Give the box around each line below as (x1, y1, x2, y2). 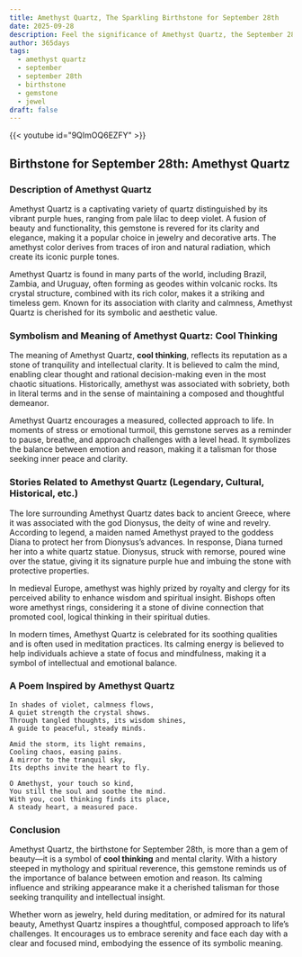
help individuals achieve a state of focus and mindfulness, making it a (9, 647, 267, 658)
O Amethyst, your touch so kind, (9, 779, 135, 788)
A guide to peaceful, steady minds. (9, 724, 147, 733)
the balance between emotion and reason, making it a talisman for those (9, 444, 277, 455)
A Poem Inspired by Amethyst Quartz (9, 680, 175, 692)
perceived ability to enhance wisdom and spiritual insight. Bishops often (9, 591, 276, 603)
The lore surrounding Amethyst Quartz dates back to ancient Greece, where (9, 508, 291, 519)
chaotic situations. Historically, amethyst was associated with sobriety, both (9, 379, 290, 390)
